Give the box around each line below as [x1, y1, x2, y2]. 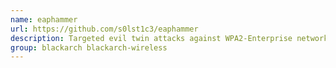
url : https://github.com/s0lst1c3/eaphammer [10, 24, 199, 34]
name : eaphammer [10, 14, 78, 25]
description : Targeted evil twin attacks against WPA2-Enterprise [10, 33, 293, 43]
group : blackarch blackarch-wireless [10, 42, 168, 53]
